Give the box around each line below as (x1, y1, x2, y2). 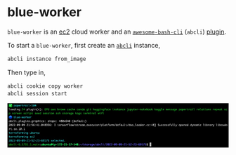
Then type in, (7, 68, 46, 76)
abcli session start (7, 90, 68, 97)
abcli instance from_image (7, 55, 86, 62)
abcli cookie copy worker (7, 82, 83, 90)
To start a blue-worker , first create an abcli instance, (7, 41, 161, 49)
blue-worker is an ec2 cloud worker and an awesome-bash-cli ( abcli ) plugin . (7, 27, 227, 36)
